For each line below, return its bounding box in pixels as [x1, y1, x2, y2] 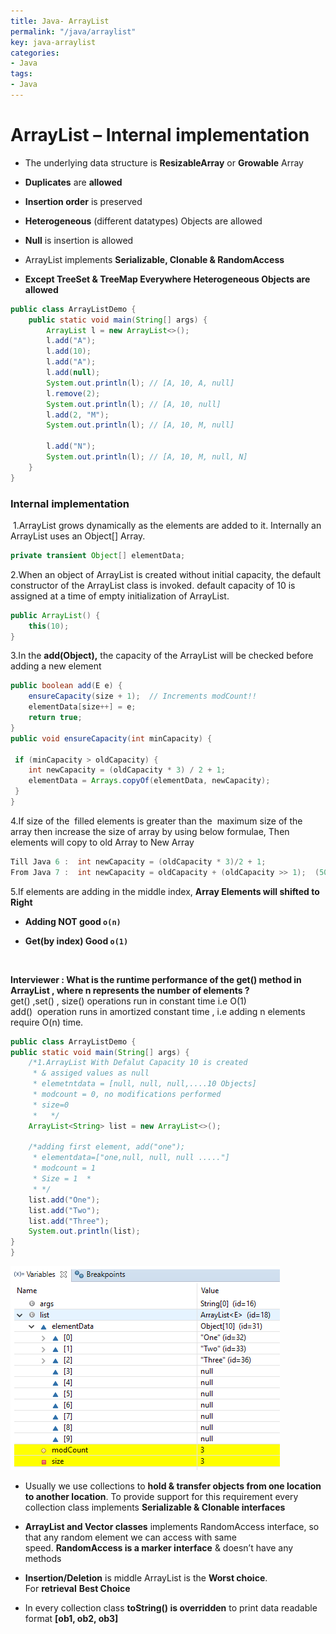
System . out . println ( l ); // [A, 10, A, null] [46, 378, 235, 388]
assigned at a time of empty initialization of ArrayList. [10, 590, 230, 602]
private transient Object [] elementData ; [10, 550, 186, 560]
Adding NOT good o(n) [24, 915, 122, 927]
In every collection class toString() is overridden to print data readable [24, 1602, 318, 1614]
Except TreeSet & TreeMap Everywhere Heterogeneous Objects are [24, 273, 311, 285]
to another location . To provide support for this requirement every [24, 1491, 299, 1503]
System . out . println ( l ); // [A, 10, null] [46, 399, 222, 409]
